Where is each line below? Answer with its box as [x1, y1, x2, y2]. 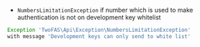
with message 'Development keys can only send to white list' [7, 32, 191, 40]
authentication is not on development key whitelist [17, 13, 161, 21]
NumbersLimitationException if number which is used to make [17, 6, 193, 14]
